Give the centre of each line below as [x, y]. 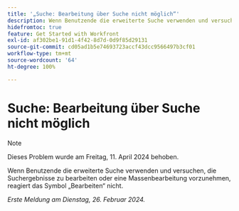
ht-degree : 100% [31, 67]
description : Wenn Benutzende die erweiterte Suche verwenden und [108, 21]
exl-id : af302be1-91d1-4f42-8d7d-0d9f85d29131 [78, 40]
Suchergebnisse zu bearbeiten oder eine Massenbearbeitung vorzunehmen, [119, 178]
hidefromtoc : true [34, 27]
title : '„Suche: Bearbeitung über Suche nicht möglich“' [94, 14]
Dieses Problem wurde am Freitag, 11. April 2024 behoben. [93, 156]
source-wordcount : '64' [43, 60]
